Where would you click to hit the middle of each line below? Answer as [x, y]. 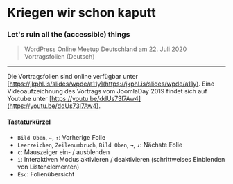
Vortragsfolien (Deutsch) [59, 57]
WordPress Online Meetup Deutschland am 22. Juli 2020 [105, 49]
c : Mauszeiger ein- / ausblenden [63, 152]
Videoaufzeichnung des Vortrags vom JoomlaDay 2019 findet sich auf [107, 91]
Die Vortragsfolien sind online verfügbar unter [73, 77]
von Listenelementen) [48, 167]
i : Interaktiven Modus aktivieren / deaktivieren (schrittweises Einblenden [121, 159]
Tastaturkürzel [29, 122]
